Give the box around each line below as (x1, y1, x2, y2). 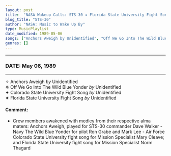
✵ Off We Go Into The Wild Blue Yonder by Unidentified (5, 84, 121, 90)
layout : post (5, 7, 33, 13)
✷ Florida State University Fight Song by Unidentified (5, 95, 117, 101)
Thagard (12, 145, 31, 151)
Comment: (5, 107, 28, 113)
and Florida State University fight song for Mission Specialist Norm (12, 140, 153, 146)
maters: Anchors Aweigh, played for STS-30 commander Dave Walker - (12, 123, 163, 129)
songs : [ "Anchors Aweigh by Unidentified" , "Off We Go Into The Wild (5, 36, 156, 41)
